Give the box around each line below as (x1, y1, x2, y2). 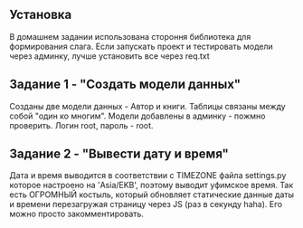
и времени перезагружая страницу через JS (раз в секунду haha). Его (9, 199, 283, 210)
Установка (9, 7, 72, 23)
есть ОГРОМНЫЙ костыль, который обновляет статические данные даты (9, 189, 294, 200)
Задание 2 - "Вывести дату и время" (9, 147, 229, 162)
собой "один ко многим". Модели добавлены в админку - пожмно (9, 110, 266, 121)
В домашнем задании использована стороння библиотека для (9, 31, 251, 42)
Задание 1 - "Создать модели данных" (9, 77, 241, 92)
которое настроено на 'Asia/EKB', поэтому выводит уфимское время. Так (9, 180, 294, 191)
